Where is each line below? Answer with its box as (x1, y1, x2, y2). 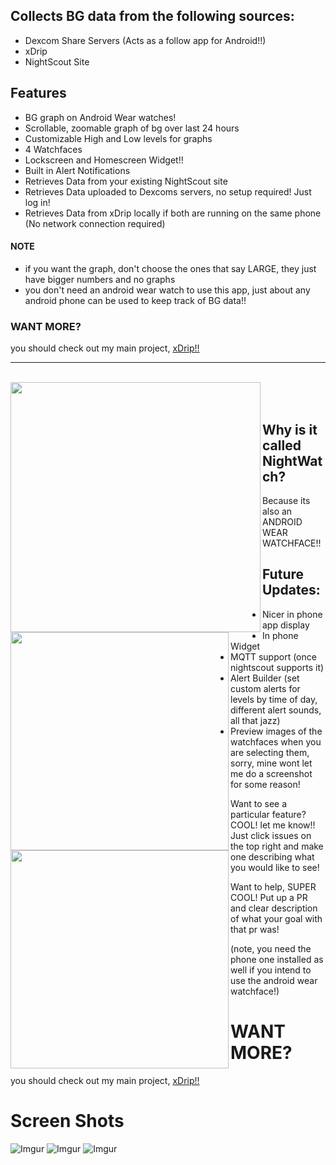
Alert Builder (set (230, 672, 300, 684)
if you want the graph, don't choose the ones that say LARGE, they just (24, 262, 317, 274)
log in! (24, 196, 51, 208)
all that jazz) (230, 714, 281, 726)
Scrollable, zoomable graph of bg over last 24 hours (24, 122, 240, 134)
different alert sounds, (230, 704, 322, 716)
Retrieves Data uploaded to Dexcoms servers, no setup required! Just (24, 185, 312, 198)
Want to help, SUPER (230, 880, 317, 893)
